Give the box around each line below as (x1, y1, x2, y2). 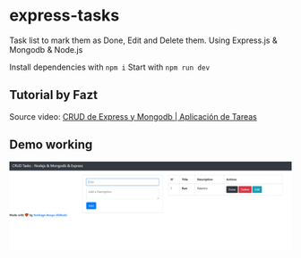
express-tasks (9, 5, 120, 26)
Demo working (9, 137, 93, 153)
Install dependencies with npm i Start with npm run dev (9, 62, 211, 72)
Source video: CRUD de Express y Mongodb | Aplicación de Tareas (9, 111, 257, 121)
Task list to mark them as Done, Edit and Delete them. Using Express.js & (9, 35, 278, 46)
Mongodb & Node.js (9, 44, 83, 54)
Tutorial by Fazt (9, 87, 99, 103)
